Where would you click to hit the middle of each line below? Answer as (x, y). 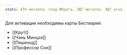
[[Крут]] (20, 32)
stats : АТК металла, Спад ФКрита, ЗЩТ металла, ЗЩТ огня (64, 9)
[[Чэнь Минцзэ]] (29, 37)
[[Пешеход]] (25, 42)
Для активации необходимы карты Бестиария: (53, 23)
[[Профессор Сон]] (32, 47)
